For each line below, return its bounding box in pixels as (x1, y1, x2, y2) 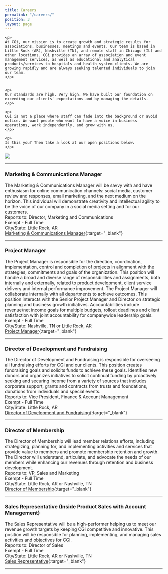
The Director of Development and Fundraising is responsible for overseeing (5, 357, 160, 363)
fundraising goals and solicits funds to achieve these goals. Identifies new (5, 367, 157, 373)
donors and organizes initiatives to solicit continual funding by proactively (5, 373, 157, 379)
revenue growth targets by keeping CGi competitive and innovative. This (5, 526, 154, 532)
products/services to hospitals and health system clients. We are (5, 61, 149, 67)
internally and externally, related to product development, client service (5, 280, 152, 286)
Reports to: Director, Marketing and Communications (5, 214, 113, 220)
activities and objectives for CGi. (5, 537, 72, 543)
